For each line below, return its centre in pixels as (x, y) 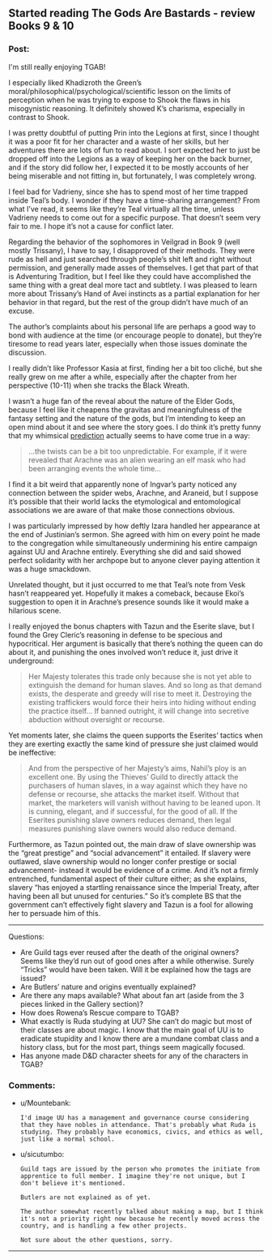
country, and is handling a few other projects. (104, 1226)
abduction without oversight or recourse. (96, 719)
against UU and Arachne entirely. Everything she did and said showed (125, 552)
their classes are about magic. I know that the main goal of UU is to (132, 1030)
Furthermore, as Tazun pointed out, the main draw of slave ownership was (132, 844)
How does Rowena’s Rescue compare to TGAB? (100, 1013)
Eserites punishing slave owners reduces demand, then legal (130, 819)
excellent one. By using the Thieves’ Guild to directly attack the (133, 776)
